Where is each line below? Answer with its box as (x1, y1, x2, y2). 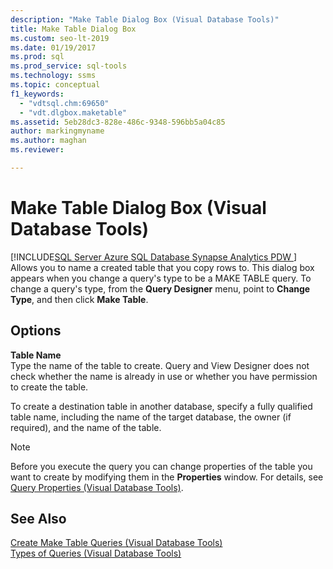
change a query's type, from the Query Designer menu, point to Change (10, 282, 311, 295)
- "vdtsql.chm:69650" (19, 98, 110, 108)
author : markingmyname (10, 126, 105, 136)
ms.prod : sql (10, 52, 65, 62)
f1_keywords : (10, 89, 65, 99)
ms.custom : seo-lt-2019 (10, 33, 110, 43)
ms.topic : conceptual (10, 80, 101, 90)
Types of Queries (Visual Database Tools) (10, 547, 182, 560)
